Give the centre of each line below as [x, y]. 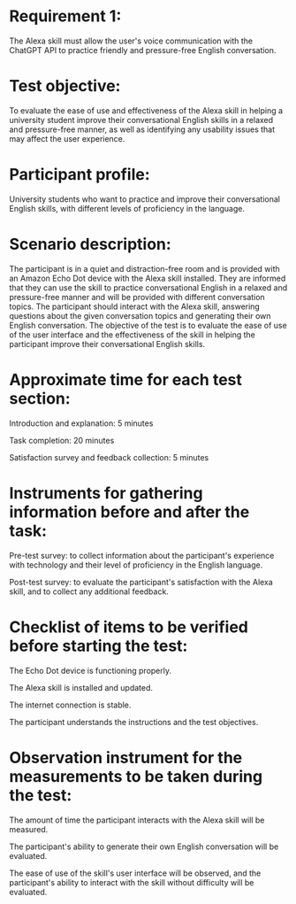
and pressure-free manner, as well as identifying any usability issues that [142, 129]
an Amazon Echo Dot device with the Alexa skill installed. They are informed [148, 278]
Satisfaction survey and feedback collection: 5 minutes [109, 457]
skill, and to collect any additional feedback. [89, 591]
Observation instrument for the [126, 757]
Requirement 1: [65, 16]
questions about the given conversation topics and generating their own [140, 315]
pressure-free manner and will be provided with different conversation [137, 297]
